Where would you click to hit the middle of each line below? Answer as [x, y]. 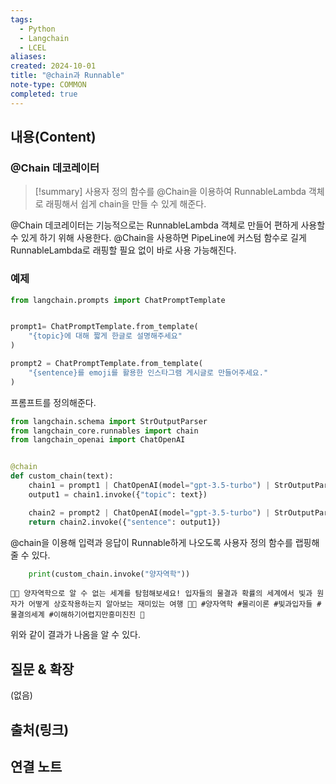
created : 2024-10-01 [53, 66]
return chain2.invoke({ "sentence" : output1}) [125, 522]
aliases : [28, 57]
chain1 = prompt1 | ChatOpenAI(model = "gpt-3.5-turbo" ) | [149, 486]
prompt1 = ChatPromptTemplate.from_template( [104, 327]
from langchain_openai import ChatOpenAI [98, 440]
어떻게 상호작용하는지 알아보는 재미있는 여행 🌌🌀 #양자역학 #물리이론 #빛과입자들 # [175, 604]
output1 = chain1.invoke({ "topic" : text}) [118, 494]
